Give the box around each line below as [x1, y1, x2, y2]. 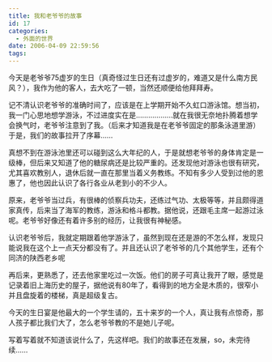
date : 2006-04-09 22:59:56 [8, 42, 100, 50]
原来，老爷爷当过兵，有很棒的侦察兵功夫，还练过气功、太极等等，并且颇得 [8, 195, 257, 205]
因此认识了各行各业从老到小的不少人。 [43, 178, 172, 187]
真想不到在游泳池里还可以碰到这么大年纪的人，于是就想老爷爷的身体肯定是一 [8, 147, 264, 157]
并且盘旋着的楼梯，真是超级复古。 [8, 291, 122, 300]
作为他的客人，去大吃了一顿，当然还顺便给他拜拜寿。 [40, 83, 218, 92]
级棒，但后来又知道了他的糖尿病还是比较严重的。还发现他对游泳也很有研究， [8, 158, 264, 167]
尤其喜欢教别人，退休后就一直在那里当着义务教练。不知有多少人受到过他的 [8, 168, 257, 177]
